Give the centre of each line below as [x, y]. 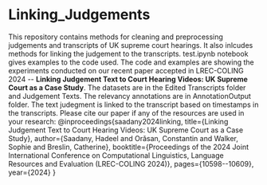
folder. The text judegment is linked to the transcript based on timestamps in [133, 104]
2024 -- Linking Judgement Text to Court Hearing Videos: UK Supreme [128, 79]
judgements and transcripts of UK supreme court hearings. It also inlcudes [131, 45]
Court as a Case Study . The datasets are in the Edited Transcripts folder [127, 87]
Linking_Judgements [79, 15]
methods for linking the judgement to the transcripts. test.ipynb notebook [128, 53]
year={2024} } [32, 172]
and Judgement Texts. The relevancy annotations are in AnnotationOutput [130, 96]
